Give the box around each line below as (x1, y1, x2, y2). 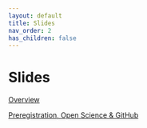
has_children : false (8, 34, 77, 42)
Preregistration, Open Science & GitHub (8, 110, 139, 120)
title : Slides (8, 19, 56, 27)
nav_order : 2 (8, 26, 52, 34)
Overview (8, 95, 40, 105)
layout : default (8, 11, 62, 20)
